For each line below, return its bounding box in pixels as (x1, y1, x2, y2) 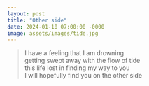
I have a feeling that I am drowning (24, 49, 125, 57)
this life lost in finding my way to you (24, 64, 130, 72)
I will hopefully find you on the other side (24, 71, 142, 80)
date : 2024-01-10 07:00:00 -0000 (7, 23, 105, 30)
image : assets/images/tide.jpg (7, 29, 99, 37)
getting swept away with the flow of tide (24, 57, 141, 65)
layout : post (7, 10, 45, 17)
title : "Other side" (7, 17, 68, 24)
